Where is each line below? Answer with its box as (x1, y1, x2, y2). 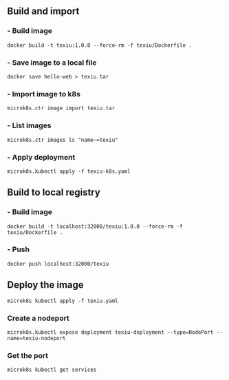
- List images (7, 120, 52, 130)
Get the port (7, 350, 49, 360)
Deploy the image (7, 279, 84, 291)
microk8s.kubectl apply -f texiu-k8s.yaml (7, 168, 131, 175)
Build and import (7, 6, 80, 17)
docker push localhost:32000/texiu (7, 260, 109, 267)
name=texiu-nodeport (7, 335, 67, 341)
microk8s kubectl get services (7, 366, 97, 374)
